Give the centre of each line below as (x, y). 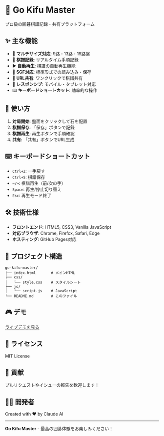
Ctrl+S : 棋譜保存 (29, 177)
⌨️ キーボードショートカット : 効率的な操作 (55, 90)
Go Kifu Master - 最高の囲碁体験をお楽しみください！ (59, 429)
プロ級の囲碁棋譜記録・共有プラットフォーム (50, 24)
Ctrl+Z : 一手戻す (29, 171)
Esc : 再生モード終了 (32, 196)
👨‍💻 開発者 (20, 402)
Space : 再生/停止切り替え (37, 189)
